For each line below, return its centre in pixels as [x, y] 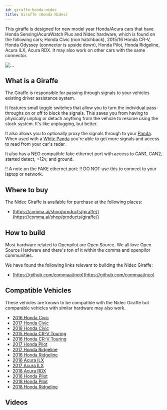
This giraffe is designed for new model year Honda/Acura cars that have [79, 29]
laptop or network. [24, 174]
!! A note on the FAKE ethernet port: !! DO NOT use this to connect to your [81, 169]
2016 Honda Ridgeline [35, 355]
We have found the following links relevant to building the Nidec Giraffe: [79, 265]
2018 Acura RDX [29, 370]
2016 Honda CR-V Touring [39, 339]
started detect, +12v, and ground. [39, 159]
